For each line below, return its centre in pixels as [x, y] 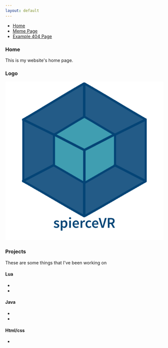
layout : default [22, 11]
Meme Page [25, 31]
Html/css [15, 330]
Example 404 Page [32, 36]
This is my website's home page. [39, 60]
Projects [16, 252]
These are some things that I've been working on [56, 262]
